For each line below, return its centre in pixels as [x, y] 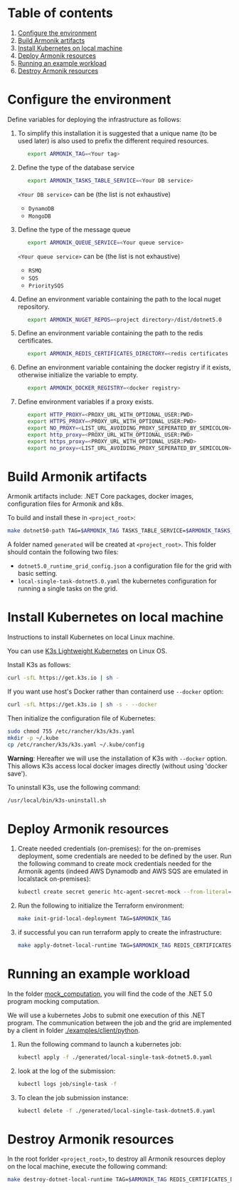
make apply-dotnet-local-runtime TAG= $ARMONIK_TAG [94, 946]
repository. [33, 306]
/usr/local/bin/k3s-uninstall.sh [57, 800]
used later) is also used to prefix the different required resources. [113, 141]
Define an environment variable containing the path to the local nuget [119, 299]
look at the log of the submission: [67, 1071]
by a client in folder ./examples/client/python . [74, 1030]
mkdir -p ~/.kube [33, 738]
